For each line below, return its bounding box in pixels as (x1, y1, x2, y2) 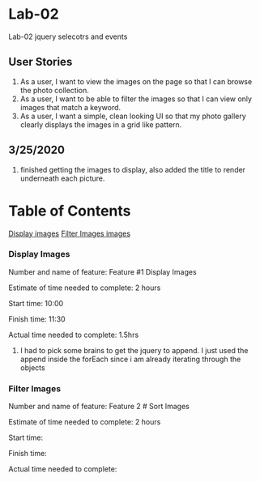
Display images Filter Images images (8, 228, 131, 238)
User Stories (8, 55, 73, 69)
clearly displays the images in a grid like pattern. (19, 119, 182, 130)
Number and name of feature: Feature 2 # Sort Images (8, 402, 190, 412)
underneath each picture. (19, 173, 105, 183)
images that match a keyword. (19, 102, 121, 112)
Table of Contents (8, 202, 131, 220)
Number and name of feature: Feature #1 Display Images (8, 267, 197, 276)
